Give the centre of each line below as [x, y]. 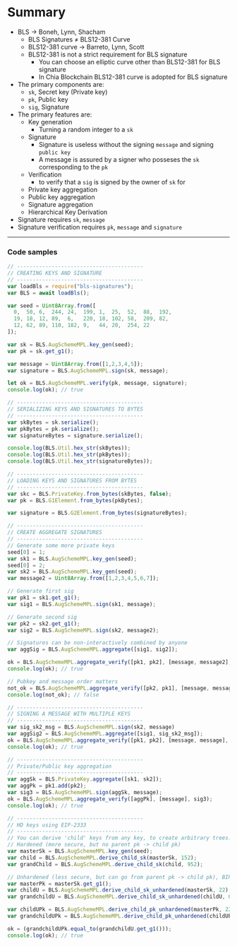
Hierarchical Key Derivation [68, 212]
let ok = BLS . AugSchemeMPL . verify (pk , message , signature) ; [98, 383]
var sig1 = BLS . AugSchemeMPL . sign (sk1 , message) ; [82, 604]
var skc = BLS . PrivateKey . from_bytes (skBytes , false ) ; [90, 494]
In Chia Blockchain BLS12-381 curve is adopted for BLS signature [133, 77]
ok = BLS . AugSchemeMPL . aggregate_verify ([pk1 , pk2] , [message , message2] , [120, 662]
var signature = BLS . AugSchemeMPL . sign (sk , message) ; [88, 371]
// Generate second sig [42, 617]
